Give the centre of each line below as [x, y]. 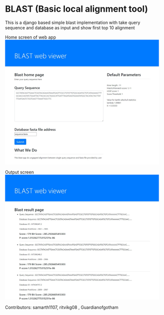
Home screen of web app [31, 37]
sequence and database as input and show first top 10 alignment [70, 27]
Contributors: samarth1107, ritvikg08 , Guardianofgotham [62, 307]
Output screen [20, 172]
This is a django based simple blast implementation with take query [73, 22]
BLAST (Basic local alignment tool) [77, 9]
